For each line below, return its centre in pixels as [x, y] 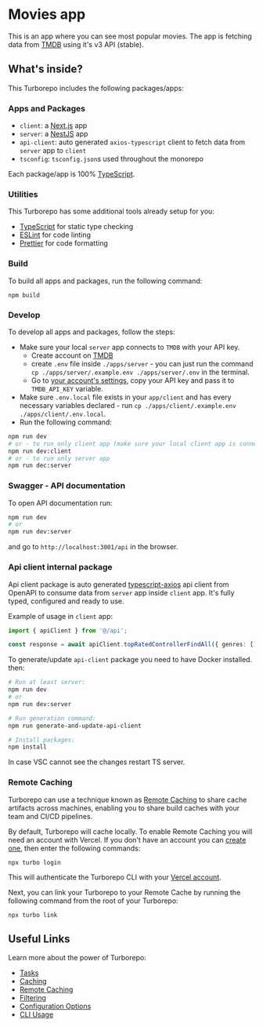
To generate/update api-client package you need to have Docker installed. [130, 660]
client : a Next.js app [53, 126]
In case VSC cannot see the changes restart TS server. [97, 762]
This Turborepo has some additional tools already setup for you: [112, 211]
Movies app [47, 15]
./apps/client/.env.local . [63, 413]
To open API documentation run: [60, 503]
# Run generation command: [52, 718]
